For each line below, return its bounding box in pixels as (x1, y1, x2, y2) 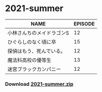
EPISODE (73, 20, 95, 27)
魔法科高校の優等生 (7, 57, 52, 63)
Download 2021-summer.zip (5, 80, 74, 87)
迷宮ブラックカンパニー (7, 66, 62, 73)
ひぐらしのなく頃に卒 (7, 38, 57, 45)
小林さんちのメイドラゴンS (7, 30, 69, 36)
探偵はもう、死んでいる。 (7, 47, 66, 54)
